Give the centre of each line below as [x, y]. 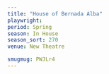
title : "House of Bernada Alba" [55, 14]
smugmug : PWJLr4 [31, 60]
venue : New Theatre [36, 47]
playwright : [25, 20]
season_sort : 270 [33, 40]
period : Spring [30, 27]
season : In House [33, 33]
